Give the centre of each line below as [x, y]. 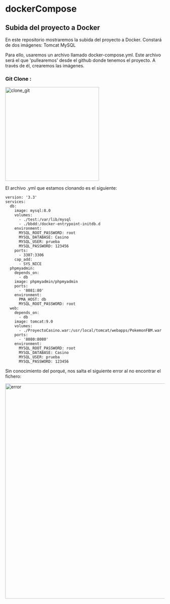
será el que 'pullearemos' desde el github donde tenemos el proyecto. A [80, 60]
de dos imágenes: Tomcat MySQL [40, 45]
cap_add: [24, 260]
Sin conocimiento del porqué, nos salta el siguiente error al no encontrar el [83, 371]
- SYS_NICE [30, 264]
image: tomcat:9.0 [34, 322]
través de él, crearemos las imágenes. [45, 66]
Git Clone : [18, 79]
